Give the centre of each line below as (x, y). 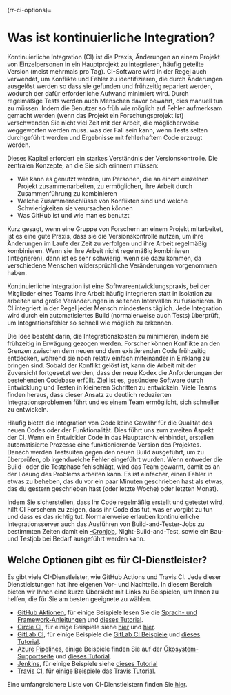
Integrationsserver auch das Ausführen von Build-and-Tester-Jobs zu (106, 524)
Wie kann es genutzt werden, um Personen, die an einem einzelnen (113, 179)
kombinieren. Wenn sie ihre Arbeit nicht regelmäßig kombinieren (98, 250)
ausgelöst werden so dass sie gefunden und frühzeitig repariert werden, (110, 86)
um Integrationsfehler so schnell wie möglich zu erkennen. (90, 323)
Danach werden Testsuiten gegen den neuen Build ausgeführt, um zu (106, 452)
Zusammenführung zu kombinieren (67, 193)
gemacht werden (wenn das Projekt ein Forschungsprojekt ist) (96, 115)
